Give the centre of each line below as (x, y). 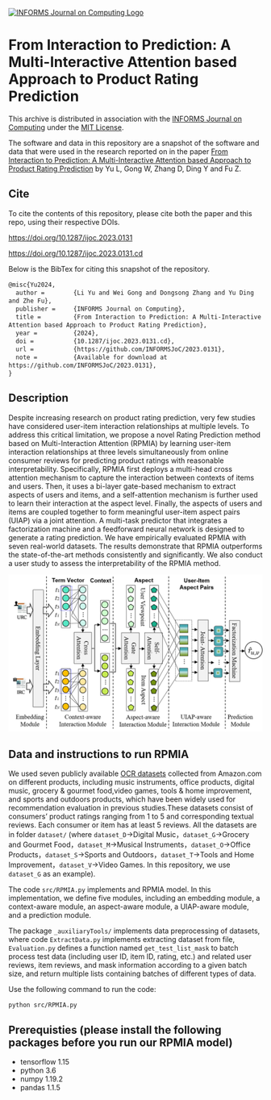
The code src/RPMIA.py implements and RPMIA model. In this (110, 890)
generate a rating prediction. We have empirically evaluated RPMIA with (127, 537)
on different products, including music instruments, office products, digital (132, 782)
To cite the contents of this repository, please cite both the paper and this (130, 213)
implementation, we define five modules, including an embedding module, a (134, 898)
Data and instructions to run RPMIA (99, 754)
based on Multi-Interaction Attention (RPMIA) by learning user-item (120, 443)
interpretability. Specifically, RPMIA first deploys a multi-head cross (120, 469)
